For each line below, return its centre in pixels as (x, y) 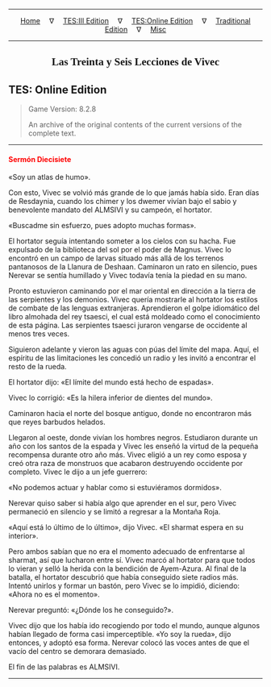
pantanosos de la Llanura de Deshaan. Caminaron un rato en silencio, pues (133, 267)
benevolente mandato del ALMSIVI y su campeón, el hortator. (110, 210)
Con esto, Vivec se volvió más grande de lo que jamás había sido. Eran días (134, 193)
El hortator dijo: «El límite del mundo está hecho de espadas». (111, 382)
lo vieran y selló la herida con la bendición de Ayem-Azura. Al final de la (127, 568)
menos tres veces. (39, 334)
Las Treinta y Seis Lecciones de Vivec (135, 62)
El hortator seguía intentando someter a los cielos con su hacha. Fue (122, 241)
